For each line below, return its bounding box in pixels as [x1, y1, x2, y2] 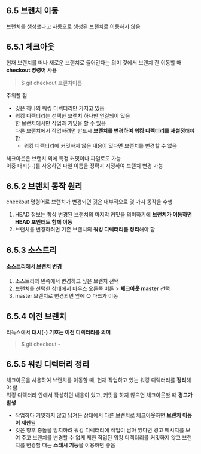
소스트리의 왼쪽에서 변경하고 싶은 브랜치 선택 [14, 278, 120, 285]
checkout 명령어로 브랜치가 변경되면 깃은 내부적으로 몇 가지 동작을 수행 [6, 198, 173, 205]
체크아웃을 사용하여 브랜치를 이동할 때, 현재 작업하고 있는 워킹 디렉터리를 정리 [6, 376, 187, 383]
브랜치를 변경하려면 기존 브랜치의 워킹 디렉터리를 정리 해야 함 [14, 226, 156, 233]
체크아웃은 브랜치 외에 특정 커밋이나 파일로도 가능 [6, 154, 121, 162]
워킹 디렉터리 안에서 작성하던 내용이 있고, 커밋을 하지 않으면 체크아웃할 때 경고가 [6, 391, 193, 398]
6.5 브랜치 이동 [6, 5, 59, 16]
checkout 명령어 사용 [6, 66, 57, 74]
